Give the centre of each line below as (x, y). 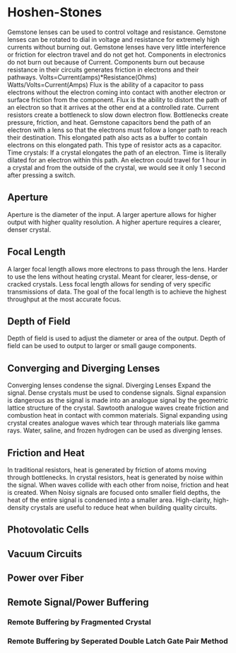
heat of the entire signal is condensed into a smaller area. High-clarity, (110, 500)
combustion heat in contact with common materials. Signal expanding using (118, 415)
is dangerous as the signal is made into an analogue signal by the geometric (118, 401)
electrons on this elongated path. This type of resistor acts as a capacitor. (114, 145)
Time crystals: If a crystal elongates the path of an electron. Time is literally (117, 152)
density (18, 507)
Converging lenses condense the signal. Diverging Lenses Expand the (109, 385)
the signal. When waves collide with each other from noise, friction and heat (118, 485)
